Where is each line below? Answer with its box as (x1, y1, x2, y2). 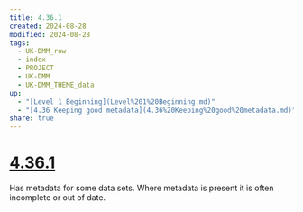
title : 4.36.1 (9, 13, 63, 23)
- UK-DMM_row (17, 47, 67, 56)
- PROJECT (17, 64, 54, 73)
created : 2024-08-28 (9, 22, 87, 31)
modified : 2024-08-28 (9, 30, 91, 39)
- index (17, 55, 47, 64)
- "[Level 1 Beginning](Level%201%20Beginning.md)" (17, 97, 216, 106)
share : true (9, 114, 54, 123)
